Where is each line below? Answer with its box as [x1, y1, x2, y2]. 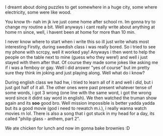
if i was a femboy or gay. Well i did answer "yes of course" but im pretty [5, 65, 150, 70]
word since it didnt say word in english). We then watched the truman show [5, 95, 157, 101]
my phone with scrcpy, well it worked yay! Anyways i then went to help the [5, 49, 156, 55]
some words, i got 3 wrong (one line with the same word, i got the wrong [5, 90, 152, 95]
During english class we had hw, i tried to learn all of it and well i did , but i [5, 79, 153, 85]
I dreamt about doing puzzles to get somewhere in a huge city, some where [5, 4, 158, 10]
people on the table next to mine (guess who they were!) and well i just [5, 54, 148, 60]
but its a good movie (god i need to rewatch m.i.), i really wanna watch [5, 105, 147, 111]
